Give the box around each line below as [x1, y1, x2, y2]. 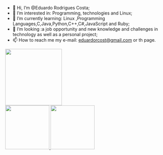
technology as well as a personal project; [12, 32, 98, 37]
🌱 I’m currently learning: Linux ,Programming [12, 16, 106, 21]
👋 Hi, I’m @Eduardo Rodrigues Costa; [12, 5, 90, 11]
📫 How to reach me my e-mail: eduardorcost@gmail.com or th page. [12, 37, 156, 43]
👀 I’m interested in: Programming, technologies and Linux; [12, 10, 132, 16]
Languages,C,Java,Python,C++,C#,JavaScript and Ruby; [12, 21, 130, 27]
